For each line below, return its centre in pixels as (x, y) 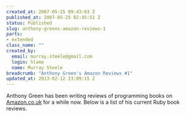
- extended (20, 40)
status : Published (29, 23)
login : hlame (28, 62)
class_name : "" (25, 46)
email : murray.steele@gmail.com (52, 56)
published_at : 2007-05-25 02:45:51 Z (53, 17)
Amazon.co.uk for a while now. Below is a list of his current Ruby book (93, 102)
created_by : (21, 51)
